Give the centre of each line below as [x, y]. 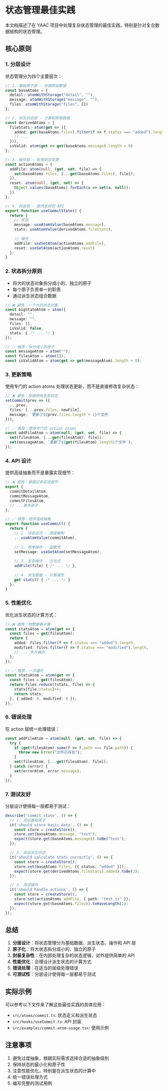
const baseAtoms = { [27, 90]
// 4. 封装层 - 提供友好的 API [35, 206]
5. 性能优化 [18, 603]
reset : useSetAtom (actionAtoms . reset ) [54, 248]
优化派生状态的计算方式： [31, 614]
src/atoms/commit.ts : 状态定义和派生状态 [55, 1015]
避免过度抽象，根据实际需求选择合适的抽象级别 [60, 1058]
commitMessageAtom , [30, 496]
